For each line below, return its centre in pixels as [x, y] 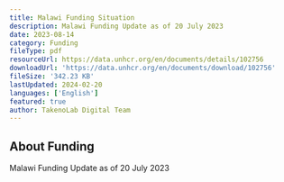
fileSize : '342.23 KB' [52, 77]
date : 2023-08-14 [42, 34]
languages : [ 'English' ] [54, 93]
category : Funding [44, 43]
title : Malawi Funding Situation [72, 18]
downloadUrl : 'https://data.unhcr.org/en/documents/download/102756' [143, 68]
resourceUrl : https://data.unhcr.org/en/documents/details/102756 [137, 59]
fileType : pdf [36, 51]
